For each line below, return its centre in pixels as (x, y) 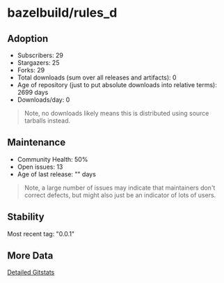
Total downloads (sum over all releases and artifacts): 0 (97, 77)
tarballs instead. (47, 121)
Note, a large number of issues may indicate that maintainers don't (120, 188)
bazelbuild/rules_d (62, 13)
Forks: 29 (31, 70)
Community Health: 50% (53, 159)
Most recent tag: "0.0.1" (41, 234)
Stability (26, 217)
